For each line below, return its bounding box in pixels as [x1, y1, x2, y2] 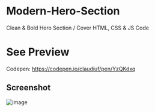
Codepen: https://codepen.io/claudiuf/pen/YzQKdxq [6, 65, 136, 72]
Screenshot [6, 82, 51, 93]
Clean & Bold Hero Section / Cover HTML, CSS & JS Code [6, 24, 149, 31]
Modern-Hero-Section [6, 4, 120, 18]
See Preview [6, 45, 70, 59]
